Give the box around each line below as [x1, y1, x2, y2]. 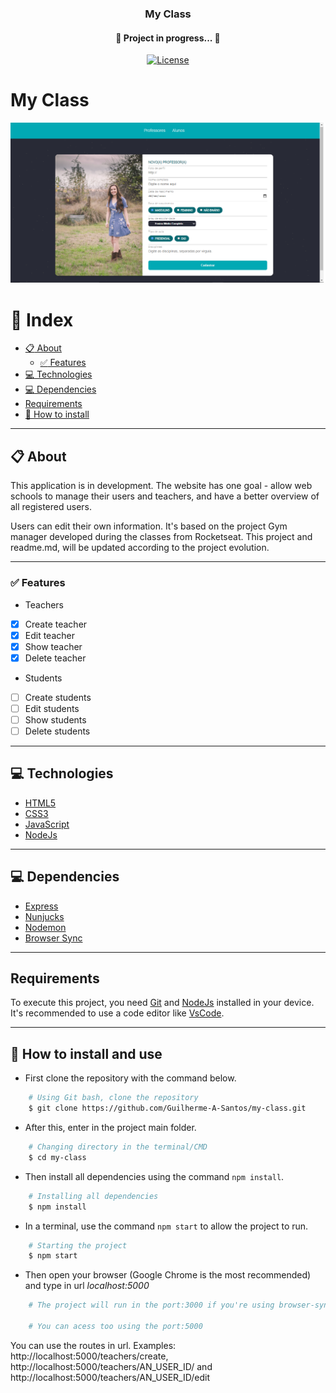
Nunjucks [24, 910, 65, 922]
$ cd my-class [28, 1152, 87, 1162]
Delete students [24, 725, 91, 737]
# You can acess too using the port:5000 [28, 1322, 203, 1332]
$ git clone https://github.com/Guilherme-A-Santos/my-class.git [28, 1103, 307, 1114]
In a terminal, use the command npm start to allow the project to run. [24, 1220, 309, 1232]
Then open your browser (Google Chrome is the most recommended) [24, 1269, 312, 1281]
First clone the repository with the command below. [24, 1072, 237, 1084]
